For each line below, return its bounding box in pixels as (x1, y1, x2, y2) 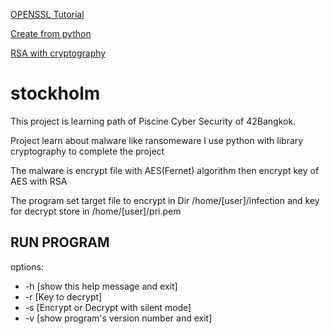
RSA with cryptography (10, 47, 107, 59)
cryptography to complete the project (10, 145, 165, 157)
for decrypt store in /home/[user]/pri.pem (10, 205, 182, 217)
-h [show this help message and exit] (24, 280, 178, 292)
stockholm (10, 82, 101, 105)
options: (10, 260, 45, 273)
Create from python (10, 28, 92, 39)
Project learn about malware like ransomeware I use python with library (10, 134, 304, 146)
